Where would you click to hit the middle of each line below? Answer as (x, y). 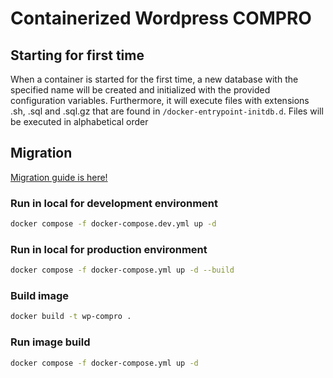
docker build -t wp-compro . (71, 317)
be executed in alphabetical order (79, 121)
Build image (40, 296)
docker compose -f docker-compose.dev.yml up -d (113, 224)
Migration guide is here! (59, 177)
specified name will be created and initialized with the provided (140, 90)
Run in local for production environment (109, 249)
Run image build (50, 342)
